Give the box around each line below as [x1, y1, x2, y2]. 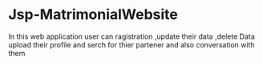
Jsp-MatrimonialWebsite [8, 6, 179, 24]
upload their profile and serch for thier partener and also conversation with [8, 40, 255, 49]
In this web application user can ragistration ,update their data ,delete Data [8, 32, 255, 41]
